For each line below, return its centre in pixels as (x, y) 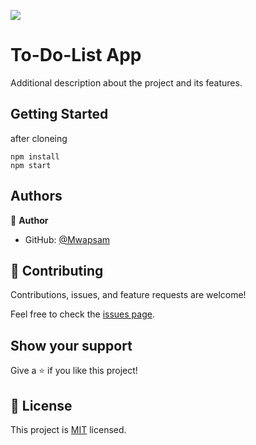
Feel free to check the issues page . (82, 314)
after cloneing (39, 138)
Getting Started (59, 114)
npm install (35, 156)
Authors (36, 196)
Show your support (71, 345)
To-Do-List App (76, 55)
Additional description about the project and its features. (126, 82)
